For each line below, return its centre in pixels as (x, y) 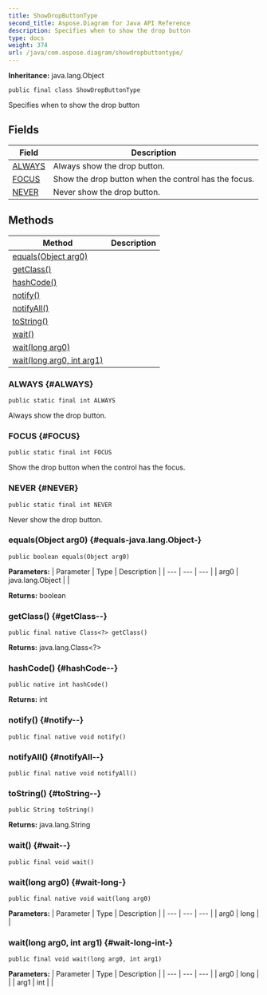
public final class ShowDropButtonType (75, 90)
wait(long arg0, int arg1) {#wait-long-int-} (91, 942)
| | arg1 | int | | (31, 982)
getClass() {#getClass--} (58, 616)
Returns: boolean (37, 595)
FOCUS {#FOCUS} (44, 436)
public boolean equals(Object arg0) (69, 557)
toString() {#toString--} (55, 793)
